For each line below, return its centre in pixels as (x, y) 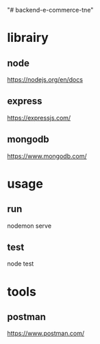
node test (21, 264)
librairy (28, 38)
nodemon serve (29, 226)
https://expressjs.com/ (39, 118)
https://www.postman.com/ (46, 334)
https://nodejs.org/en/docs (45, 79)
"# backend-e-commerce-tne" (50, 10)
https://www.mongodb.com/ (47, 156)
